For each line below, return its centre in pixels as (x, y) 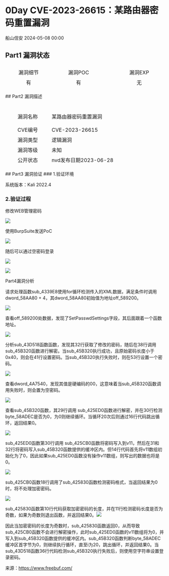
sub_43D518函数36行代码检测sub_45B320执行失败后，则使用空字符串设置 (82, 551)
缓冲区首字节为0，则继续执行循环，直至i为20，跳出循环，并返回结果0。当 (82, 545)
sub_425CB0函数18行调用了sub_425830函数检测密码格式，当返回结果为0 (81, 482)
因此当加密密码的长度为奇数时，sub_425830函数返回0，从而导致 (73, 526)
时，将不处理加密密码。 (30, 489)
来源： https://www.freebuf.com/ (39, 568)
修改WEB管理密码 (23, 211)
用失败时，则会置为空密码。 (34, 390)
